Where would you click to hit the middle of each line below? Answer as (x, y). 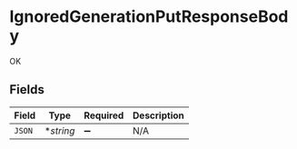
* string (59, 131)
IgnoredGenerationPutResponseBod (149, 17)
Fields (27, 89)
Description (158, 115)
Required (104, 115)
